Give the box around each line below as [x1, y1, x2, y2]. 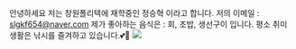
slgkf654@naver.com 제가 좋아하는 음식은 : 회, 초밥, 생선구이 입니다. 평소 [9, 19, 271, 29]
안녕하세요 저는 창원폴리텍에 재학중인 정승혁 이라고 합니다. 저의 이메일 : [9, 8, 260, 18]
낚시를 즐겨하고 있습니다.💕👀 [32, 30, 131, 40]
